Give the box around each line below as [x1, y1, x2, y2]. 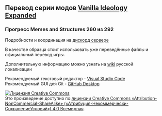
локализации [5, 66, 32, 72]
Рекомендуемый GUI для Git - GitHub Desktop [5, 81, 100, 86]
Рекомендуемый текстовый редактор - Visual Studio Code [5, 75, 125, 82]
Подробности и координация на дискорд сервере [5, 37, 109, 43]
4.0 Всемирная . [52, 105, 85, 111]
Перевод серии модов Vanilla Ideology [5, 4, 128, 12]
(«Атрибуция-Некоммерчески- [64, 100, 129, 106]
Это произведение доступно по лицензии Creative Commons [5, 95, 131, 101]
